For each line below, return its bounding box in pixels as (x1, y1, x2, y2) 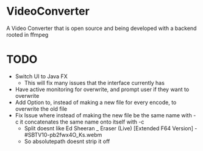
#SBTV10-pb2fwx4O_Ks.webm (24, 131, 102, 138)
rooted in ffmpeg (6, 31, 49, 38)
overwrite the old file (15, 105, 68, 112)
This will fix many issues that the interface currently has (24, 79, 165, 86)
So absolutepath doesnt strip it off (24, 138, 110, 145)
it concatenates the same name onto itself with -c (20, 118, 144, 125)
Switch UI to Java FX (15, 72, 68, 80)
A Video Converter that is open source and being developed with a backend (6, 24, 197, 32)
